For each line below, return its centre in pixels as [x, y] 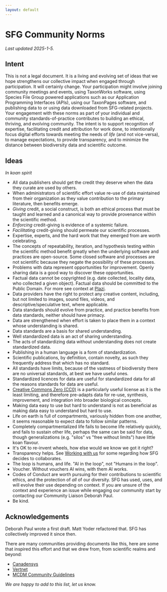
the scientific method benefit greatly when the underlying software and [85, 252]
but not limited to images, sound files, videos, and [64, 299]
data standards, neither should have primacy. [59, 315]
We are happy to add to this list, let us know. [51, 584]
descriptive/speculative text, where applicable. [60, 305]
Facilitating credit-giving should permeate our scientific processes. [81, 230]
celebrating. [25, 241]
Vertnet [20, 569]
